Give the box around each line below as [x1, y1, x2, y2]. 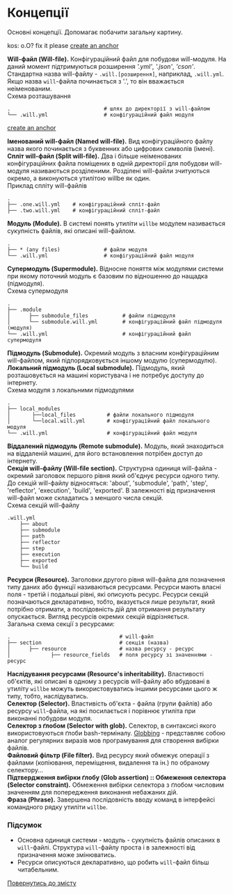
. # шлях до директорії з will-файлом [7, 105, 210, 112]
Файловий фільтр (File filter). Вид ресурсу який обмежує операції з [7, 751, 210, 759]
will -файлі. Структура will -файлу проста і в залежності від [17, 843, 195, 852]
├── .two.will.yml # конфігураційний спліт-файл [7, 207, 160, 214]
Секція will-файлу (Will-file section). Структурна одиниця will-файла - [7, 464, 218, 472]
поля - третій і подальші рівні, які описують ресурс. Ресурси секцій [7, 590, 209, 598]
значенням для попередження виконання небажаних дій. [7, 788, 179, 796]
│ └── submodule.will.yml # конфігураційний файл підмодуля [7, 318, 223, 325]
